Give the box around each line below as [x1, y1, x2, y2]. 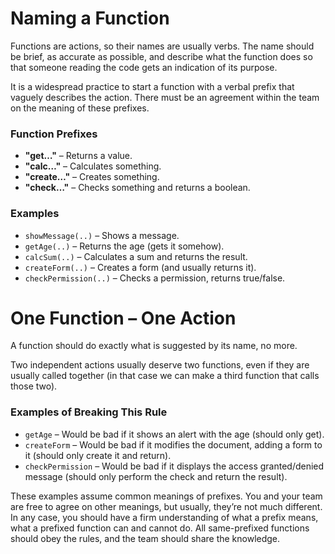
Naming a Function [10, 7, 170, 30]
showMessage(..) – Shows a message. [24, 229, 180, 241]
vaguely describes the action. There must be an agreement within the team [10, 91, 320, 103]
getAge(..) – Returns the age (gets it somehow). [24, 240, 225, 252]
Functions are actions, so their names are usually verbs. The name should [10, 40, 315, 52]
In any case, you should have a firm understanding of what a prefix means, [10, 511, 319, 523]
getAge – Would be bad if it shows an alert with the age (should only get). [24, 428, 325, 440]
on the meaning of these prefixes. [10, 102, 150, 114]
